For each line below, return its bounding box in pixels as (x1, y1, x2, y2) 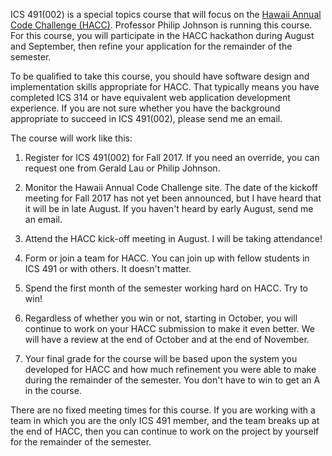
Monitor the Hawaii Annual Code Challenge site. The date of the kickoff (24, 182, 318, 193)
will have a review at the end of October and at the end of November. (24, 334, 310, 345)
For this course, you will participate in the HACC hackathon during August (10, 30, 315, 41)
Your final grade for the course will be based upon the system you (24, 353, 298, 364)
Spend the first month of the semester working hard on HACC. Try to (24, 282, 309, 294)
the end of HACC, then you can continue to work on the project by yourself (10, 425, 320, 437)
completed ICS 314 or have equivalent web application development (10, 92, 291, 103)
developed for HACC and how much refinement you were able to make (24, 364, 317, 375)
